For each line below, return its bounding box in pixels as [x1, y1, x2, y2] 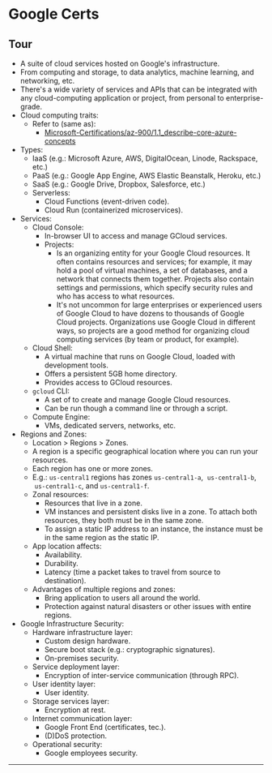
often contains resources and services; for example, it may [56, 257, 253, 266]
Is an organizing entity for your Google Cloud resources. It [56, 248, 251, 258]
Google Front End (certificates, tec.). [44, 723, 166, 732]
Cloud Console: [32, 222, 84, 232]
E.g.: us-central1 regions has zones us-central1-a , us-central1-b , [32, 472, 257, 482]
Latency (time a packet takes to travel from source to [44, 567, 221, 577]
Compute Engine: [32, 412, 91, 422]
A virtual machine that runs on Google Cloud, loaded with [44, 352, 236, 361]
